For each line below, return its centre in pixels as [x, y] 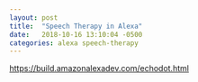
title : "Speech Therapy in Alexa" [76, 26]
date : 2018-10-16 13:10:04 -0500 [76, 34]
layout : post [34, 18]
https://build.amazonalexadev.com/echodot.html [99, 68]
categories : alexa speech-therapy [74, 43]
